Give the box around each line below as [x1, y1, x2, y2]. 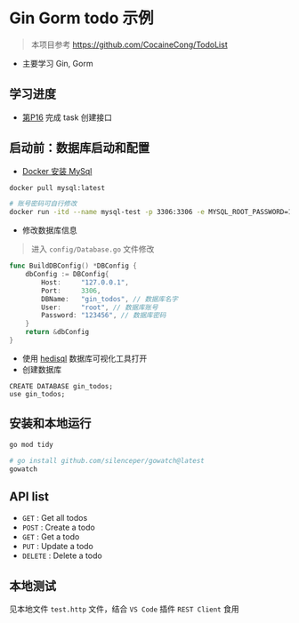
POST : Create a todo [21, 522, 95, 533]
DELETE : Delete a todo [21, 550, 102, 561]
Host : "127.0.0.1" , [41, 277, 129, 287]
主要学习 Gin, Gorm [21, 58, 93, 68]
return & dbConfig [25, 328, 90, 337]
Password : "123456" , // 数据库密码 [41, 311, 166, 320]
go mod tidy [9, 440, 53, 449]
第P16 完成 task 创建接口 [21, 112, 113, 123]
